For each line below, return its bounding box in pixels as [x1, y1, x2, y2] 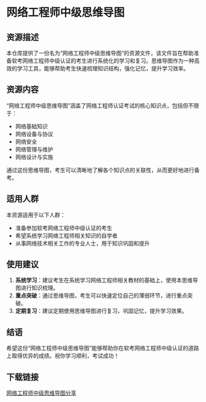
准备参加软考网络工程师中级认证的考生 [15, 224, 112, 231]
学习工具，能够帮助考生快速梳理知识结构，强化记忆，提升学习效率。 [17, 65, 189, 72]
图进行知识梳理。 [15, 284, 59, 292]
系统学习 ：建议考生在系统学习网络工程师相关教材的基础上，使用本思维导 [15, 277, 198, 284]
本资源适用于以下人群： [6, 211, 66, 218]
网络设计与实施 [15, 153, 53, 160]
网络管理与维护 [15, 145, 53, 153]
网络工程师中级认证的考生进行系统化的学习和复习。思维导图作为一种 [22, 57, 194, 64]
